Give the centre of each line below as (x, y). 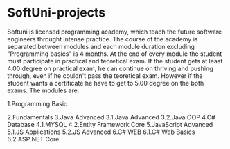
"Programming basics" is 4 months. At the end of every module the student (115, 54)
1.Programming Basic (37, 103)
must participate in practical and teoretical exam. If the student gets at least (115, 61)
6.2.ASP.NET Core (33, 139)
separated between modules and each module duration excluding (101, 46)
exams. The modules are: (43, 90)
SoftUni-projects (56, 13)
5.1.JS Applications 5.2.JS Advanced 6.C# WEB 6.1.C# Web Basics (101, 132)
